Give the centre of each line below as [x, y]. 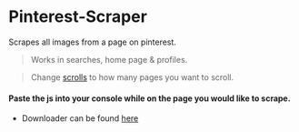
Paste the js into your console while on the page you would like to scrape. [150, 98]
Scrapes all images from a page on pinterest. [92, 42]
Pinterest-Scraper [78, 17]
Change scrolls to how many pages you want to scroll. [132, 77]
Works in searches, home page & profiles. [109, 59]
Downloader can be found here [80, 118]
